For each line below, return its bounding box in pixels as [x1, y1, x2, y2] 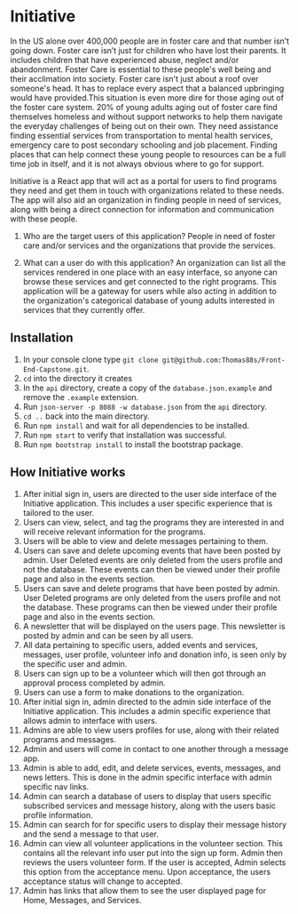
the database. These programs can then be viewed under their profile [22, 602, 278, 613]
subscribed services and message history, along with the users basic [22, 800, 277, 811]
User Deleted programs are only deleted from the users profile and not [22, 592, 281, 603]
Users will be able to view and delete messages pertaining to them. [22, 535, 269, 546]
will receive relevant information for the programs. [22, 526, 207, 537]
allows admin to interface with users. [22, 715, 158, 726]
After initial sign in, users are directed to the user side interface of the [22, 488, 278, 499]
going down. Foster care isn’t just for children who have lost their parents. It [10, 44, 286, 55]
